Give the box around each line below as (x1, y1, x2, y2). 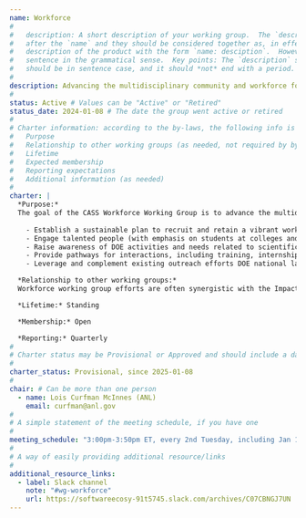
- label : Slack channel (17, 478, 107, 487)
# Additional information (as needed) (9, 174, 166, 183)
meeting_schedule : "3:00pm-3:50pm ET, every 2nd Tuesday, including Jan (9, 435, 291, 445)
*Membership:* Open (17, 316, 92, 326)
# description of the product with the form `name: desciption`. (9, 47, 271, 57)
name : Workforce (9, 13, 71, 23)
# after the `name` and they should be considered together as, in (9, 38, 280, 48)
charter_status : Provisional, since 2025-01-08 (9, 368, 194, 377)
